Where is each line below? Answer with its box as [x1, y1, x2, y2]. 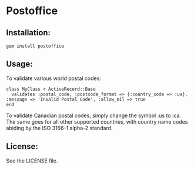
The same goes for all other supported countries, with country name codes [6, 118, 188, 125]
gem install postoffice [6, 43, 65, 49]
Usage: [6, 59, 34, 69]
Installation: [6, 28, 51, 38]
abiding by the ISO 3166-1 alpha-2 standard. [6, 124, 113, 131]
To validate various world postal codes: [6, 75, 101, 82]
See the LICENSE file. [6, 157, 58, 164]
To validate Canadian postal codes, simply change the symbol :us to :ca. [6, 112, 181, 119]
